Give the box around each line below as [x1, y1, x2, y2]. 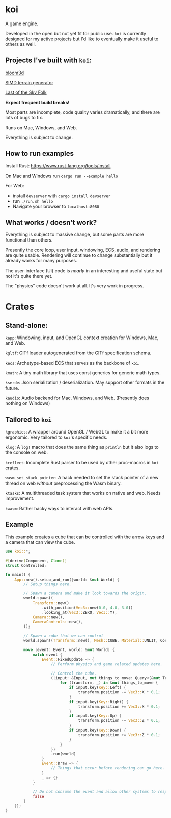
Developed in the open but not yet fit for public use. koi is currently [5, 30, 147, 36]
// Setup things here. [23, 582, 72, 587]
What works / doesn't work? [5, 218, 97, 227]
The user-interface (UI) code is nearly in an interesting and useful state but [5, 268, 163, 274]
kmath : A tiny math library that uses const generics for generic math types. [5, 370, 161, 376]
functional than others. [5, 237, 53, 243]
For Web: [5, 182, 24, 188]
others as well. [5, 41, 36, 47]
